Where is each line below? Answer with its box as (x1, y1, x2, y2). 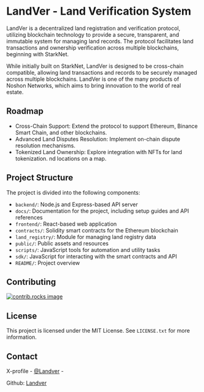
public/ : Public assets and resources (15, 240, 109, 247)
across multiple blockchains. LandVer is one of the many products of (6, 75, 180, 83)
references (15, 213, 43, 221)
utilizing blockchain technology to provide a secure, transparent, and (6, 31, 180, 38)
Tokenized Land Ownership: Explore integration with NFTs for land (15, 148, 182, 155)
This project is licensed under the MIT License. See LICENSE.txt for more (6, 327, 191, 335)
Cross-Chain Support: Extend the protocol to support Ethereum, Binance (15, 122, 198, 130)
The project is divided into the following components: (6, 188, 140, 196)
